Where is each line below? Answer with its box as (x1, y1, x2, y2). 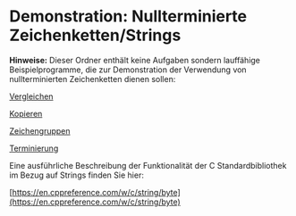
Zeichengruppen (9, 125, 71, 136)
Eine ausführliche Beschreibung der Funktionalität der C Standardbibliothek (9, 160, 287, 170)
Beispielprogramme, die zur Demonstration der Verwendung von (9, 64, 248, 75)
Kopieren (9, 108, 43, 119)
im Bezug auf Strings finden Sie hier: (9, 170, 145, 180)
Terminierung (9, 143, 59, 154)
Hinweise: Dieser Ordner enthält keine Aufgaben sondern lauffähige (9, 54, 261, 65)
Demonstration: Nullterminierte (9, 6, 248, 27)
